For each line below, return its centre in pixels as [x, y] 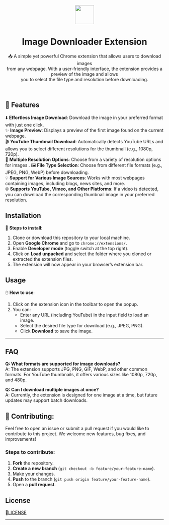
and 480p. [16, 380]
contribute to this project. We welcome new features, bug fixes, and [75, 434]
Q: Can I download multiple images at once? [52, 390]
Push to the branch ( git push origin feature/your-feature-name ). [81, 479]
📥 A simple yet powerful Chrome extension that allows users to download [84, 56]
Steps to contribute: [30, 452]
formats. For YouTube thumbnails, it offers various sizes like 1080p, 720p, [81, 375]
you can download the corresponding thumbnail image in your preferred [80, 194]
